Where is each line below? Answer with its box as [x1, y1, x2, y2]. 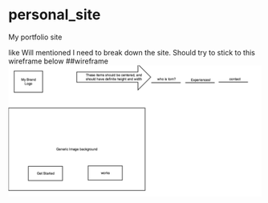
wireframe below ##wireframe [8, 56, 108, 66]
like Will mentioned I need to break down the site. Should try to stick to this [8, 47, 255, 57]
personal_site [8, 6, 101, 24]
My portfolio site [8, 32, 63, 42]
